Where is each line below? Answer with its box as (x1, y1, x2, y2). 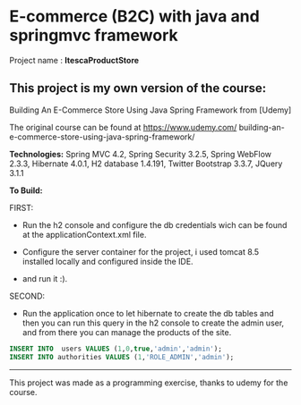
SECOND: (9, 291, 46, 301)
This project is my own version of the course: (9, 80, 267, 96)
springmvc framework (9, 25, 178, 46)
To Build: (9, 185, 43, 196)
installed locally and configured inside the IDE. (21, 256, 194, 266)
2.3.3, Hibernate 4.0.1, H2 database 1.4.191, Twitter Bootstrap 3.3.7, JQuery (9, 158, 283, 169)
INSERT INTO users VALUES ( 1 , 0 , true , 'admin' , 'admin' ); (9, 344, 222, 353)
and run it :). (21, 273, 68, 283)
